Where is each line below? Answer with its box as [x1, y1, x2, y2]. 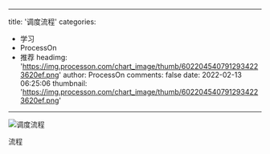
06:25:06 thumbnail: [19, 79, 88, 88]
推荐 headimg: [19, 53, 68, 62]
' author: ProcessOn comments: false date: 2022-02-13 [59, 70, 243, 79]
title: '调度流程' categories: [8, 17, 96, 26]
